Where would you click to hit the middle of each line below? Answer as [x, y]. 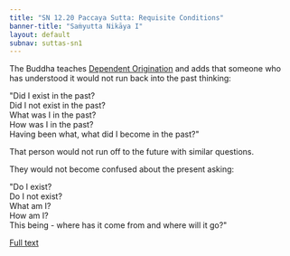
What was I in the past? [53, 115]
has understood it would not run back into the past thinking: [121, 79]
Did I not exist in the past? [57, 106]
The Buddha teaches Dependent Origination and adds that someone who [145, 69]
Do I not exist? [36, 196]
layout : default [40, 34]
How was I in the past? [51, 125]
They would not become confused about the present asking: [122, 169]
